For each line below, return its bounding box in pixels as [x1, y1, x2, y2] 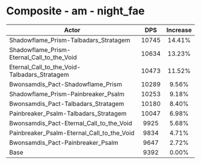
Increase [166, 26, 192, 34]
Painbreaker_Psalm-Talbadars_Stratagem [9, 109, 127, 117]
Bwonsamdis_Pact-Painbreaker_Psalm [9, 138, 118, 147]
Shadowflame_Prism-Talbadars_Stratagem [9, 36, 130, 44]
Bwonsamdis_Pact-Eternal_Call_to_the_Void [9, 119, 133, 127]
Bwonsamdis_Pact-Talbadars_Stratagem [9, 99, 124, 108]
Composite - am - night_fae [6, 4, 145, 18]
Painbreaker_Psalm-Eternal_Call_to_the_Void [9, 129, 135, 137]
